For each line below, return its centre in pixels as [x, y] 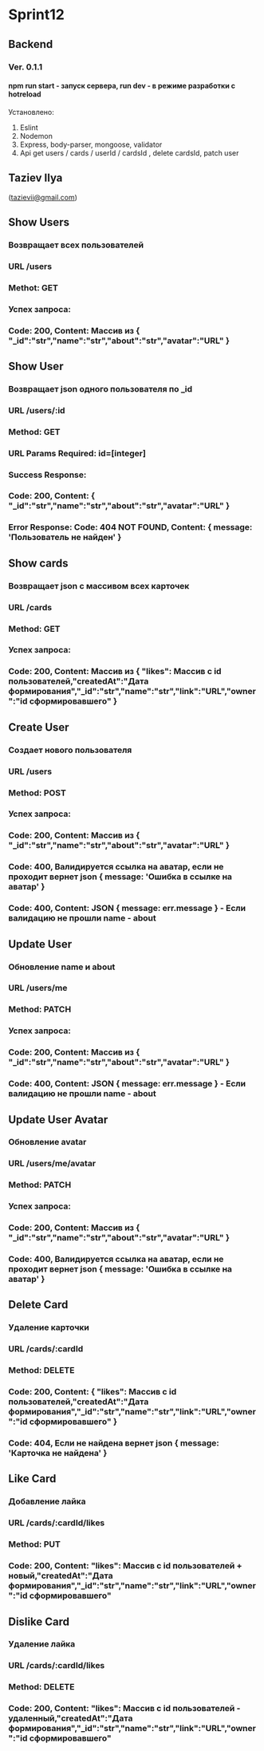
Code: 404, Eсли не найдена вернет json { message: [114, 1443]
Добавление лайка [47, 1501]
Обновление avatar [47, 1142]
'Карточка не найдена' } [58, 1453]
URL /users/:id [37, 410]
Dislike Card [39, 1621]
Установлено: [31, 112]
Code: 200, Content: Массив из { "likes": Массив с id [115, 672]
